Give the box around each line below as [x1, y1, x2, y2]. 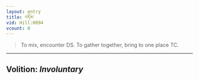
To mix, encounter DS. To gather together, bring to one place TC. [20, 41, 179, 49]
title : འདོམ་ [6, 14, 34, 20]
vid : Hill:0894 [6, 20, 44, 25]
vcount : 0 [6, 25, 31, 31]
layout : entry [6, 8, 41, 15]
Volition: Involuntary [6, 64, 84, 74]
